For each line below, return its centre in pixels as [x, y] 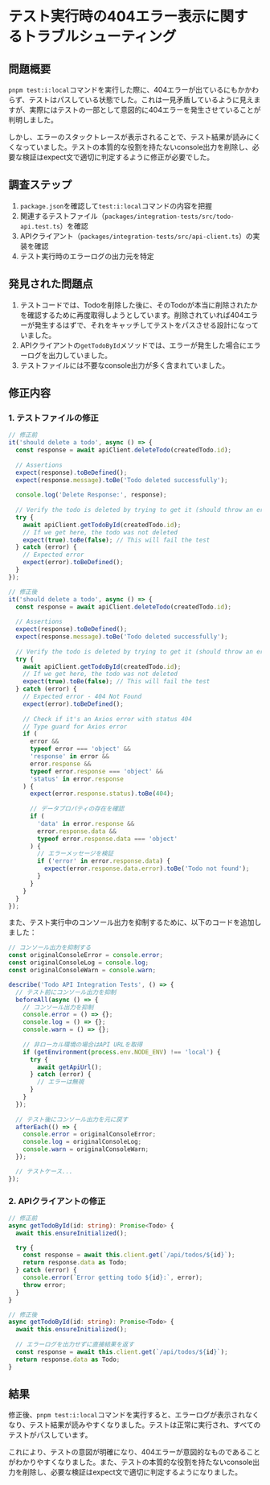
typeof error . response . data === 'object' [108, 839]
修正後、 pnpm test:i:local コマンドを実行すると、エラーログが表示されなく [134, 1415]
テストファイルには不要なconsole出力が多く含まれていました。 [125, 365]
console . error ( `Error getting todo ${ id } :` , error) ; [113, 1278]
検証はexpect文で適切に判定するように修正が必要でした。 [118, 157]
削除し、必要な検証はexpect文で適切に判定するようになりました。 [132, 1472]
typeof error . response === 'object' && [96, 771]
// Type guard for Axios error [75, 726]
